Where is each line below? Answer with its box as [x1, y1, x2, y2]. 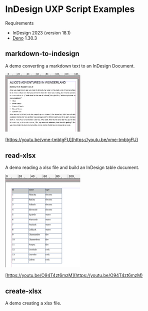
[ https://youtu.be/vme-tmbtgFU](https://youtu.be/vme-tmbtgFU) [5, 136, 138, 143]
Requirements [5, 20, 34, 26]
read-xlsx [5, 151, 36, 159]
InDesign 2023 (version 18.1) [12, 29, 71, 35]
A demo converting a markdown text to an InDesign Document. [5, 62, 135, 68]
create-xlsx [5, 286, 42, 295]
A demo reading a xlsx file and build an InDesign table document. [5, 164, 139, 170]
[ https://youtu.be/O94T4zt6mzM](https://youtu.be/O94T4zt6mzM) [5, 272, 143, 278]
